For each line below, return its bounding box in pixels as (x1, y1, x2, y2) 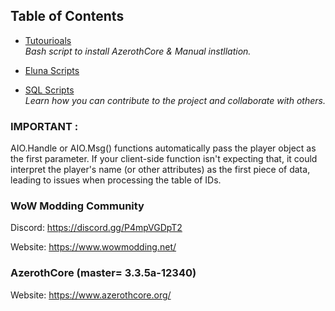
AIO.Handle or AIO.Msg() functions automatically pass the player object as (10, 142, 317, 154)
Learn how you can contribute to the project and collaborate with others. (24, 94, 326, 106)
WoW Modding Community (10, 199, 145, 213)
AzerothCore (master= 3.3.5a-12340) (10, 266, 197, 280)
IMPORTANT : (10, 119, 79, 133)
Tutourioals (24, 34, 72, 46)
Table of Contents (10, 8, 125, 25)
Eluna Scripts (24, 64, 80, 76)
